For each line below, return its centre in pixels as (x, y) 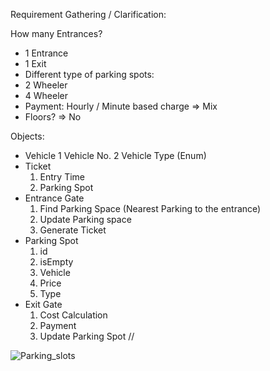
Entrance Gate (54, 198)
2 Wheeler (46, 85)
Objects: (27, 136)
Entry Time (62, 177)
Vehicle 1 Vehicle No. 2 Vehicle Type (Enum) (115, 155)
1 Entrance (46, 53)
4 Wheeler (46, 95)
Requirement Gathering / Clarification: (88, 14)
